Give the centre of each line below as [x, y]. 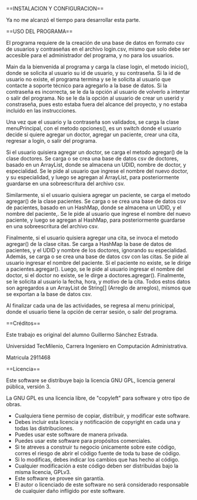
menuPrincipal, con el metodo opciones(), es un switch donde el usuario [94, 128]
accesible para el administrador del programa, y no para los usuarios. [90, 55]
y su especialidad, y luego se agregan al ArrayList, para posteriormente [93, 177]
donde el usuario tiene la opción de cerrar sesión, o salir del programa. [92, 312]
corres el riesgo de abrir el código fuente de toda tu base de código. [98, 453]
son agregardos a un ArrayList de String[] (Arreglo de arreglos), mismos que [98, 288]
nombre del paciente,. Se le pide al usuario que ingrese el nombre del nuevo [98, 214]
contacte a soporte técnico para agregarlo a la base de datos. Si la [87, 85]
